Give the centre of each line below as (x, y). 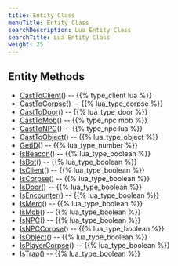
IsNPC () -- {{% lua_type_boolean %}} (80, 220)
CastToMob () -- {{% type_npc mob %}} (83, 120)
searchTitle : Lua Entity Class (59, 37)
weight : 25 (26, 45)
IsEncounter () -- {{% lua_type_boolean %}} (89, 195)
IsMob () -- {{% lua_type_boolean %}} (80, 212)
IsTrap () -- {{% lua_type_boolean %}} (80, 253)
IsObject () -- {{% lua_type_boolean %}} (83, 237)
